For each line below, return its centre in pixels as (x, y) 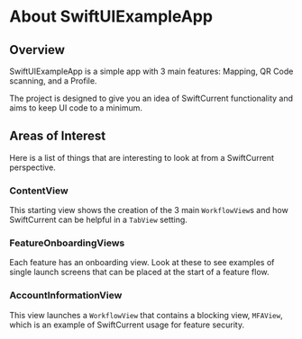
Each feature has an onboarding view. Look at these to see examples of (142, 263)
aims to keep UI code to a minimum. (76, 108)
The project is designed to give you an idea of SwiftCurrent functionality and (151, 98)
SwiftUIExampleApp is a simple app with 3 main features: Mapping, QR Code (151, 71)
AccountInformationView (66, 296)
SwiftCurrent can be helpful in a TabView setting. (98, 220)
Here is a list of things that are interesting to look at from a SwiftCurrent (142, 157)
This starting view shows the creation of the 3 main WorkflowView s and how (149, 210)
